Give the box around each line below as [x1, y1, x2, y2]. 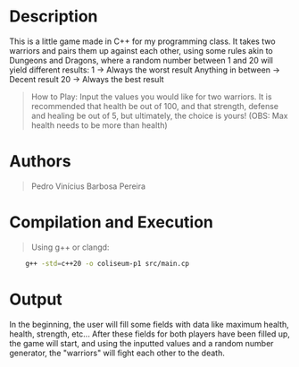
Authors [9, 151, 71, 172]
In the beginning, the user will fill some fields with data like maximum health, [9, 319, 290, 329]
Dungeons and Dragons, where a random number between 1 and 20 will [9, 55, 274, 65]
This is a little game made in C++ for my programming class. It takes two [9, 36, 276, 47]
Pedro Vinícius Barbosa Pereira [30, 181, 145, 192]
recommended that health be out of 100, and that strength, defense [30, 100, 279, 111]
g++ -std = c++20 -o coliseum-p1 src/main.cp [25, 259, 190, 268]
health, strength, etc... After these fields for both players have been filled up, [9, 329, 290, 339]
